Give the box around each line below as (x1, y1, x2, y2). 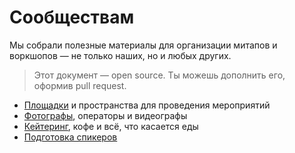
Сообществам (9, 6, 135, 29)
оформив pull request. (33, 79, 127, 91)
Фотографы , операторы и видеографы (23, 109, 188, 121)
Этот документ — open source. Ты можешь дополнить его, (33, 69, 286, 81)
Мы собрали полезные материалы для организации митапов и (9, 39, 278, 51)
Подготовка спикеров (23, 131, 118, 143)
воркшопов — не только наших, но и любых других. (9, 49, 232, 61)
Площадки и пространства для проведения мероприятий (23, 99, 271, 111)
